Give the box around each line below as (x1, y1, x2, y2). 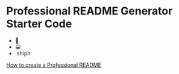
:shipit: (14, 49, 32, 57)
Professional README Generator (6, 4, 173, 18)
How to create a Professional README (6, 61, 101, 69)
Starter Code (6, 17, 72, 31)
